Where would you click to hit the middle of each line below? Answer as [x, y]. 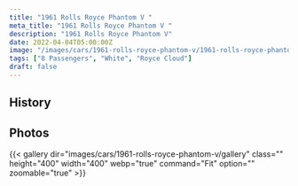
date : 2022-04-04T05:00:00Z [61, 42]
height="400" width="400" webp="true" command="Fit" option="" [132, 164]
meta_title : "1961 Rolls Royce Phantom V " [91, 26]
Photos [29, 132]
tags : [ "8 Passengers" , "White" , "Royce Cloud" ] [101, 58]
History [30, 103]
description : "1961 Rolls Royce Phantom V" [91, 34]
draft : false [33, 67]
